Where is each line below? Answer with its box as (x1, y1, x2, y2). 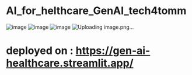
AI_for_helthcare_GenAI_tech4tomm (6, 4, 187, 18)
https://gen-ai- (75, 44, 151, 57)
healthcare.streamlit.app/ (6, 57, 134, 70)
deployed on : (6, 44, 74, 57)
